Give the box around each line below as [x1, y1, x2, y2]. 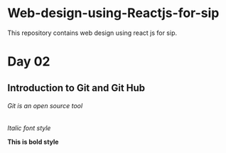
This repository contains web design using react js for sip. [7, 28, 178, 37]
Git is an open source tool [7, 102, 83, 110]
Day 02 [7, 53, 51, 70]
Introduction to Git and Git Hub [7, 82, 146, 94]
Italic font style [7, 123, 51, 132]
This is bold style [7, 137, 59, 146]
